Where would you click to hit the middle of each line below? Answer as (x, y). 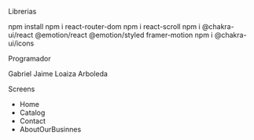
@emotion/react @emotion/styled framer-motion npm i (124, 35)
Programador (29, 59)
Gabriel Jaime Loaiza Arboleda (58, 74)
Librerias (22, 11)
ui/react (21, 35)
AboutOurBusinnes (50, 129)
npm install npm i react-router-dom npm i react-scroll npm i (104, 26)
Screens (22, 89)
